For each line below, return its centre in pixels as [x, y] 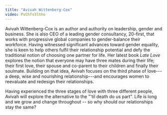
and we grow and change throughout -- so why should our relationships [79, 102]
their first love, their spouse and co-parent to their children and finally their [82, 66]
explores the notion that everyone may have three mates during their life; [80, 60]
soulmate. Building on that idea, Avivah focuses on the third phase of [76, 71]
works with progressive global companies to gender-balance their [73, 39]
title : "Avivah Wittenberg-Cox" [39, 10]
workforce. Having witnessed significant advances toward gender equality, [82, 44]
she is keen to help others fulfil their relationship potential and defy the [78, 50]
